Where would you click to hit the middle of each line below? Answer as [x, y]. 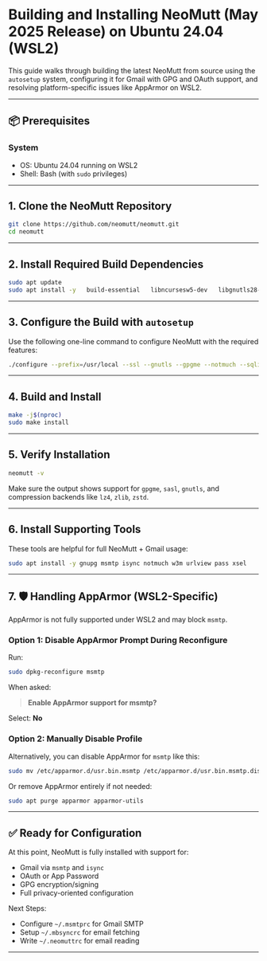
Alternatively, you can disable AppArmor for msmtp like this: [104, 756]
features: [23, 350]
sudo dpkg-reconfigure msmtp [56, 672]
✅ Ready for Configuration [75, 833]
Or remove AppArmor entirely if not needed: [80, 786]
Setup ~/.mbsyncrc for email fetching [80, 932]
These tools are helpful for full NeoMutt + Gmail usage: [98, 548]
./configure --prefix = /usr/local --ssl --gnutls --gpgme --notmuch [122, 364]
